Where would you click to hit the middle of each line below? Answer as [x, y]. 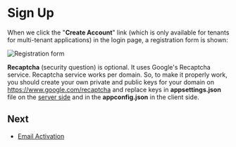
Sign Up [31, 13]
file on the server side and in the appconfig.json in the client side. [103, 97]
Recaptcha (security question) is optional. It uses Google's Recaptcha [109, 67]
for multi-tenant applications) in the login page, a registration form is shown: [118, 39]
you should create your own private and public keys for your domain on [111, 82]
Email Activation [41, 136]
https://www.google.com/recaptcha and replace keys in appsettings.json [114, 89]
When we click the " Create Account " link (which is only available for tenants [118, 32]
